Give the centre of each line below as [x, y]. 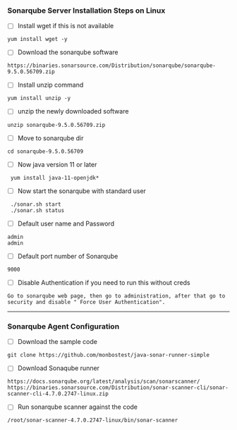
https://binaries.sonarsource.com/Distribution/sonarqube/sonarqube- [112, 66]
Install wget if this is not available [66, 26]
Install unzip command [50, 85]
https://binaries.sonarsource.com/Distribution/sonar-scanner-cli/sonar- [118, 388]
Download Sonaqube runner [59, 368]
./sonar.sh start [36, 204]
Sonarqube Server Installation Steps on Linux [86, 11]
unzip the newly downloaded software [73, 111]
